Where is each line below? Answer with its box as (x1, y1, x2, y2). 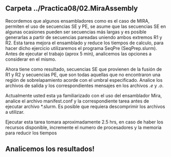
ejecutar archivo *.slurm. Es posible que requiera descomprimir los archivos (5, 103, 165, 110)
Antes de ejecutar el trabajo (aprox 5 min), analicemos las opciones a (5, 50, 152, 57)
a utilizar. (5, 109, 25, 115)
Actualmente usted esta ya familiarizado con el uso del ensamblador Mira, (5, 92, 162, 98)
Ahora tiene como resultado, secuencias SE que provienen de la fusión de (5, 66, 162, 72)
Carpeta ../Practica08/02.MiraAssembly (5, 4, 138, 13)
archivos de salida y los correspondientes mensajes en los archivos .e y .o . (5, 82, 164, 89)
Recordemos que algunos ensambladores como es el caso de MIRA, (5, 18, 150, 24)
